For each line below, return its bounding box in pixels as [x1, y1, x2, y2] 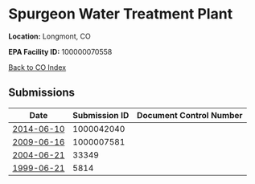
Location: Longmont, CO [8, 31, 91, 41]
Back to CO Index [8, 62, 67, 72]
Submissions [8, 86, 75, 100]
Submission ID [72, 109, 130, 121]
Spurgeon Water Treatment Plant [8, 5, 233, 23]
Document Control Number [136, 109, 243, 121]
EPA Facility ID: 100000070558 [8, 47, 113, 56]
